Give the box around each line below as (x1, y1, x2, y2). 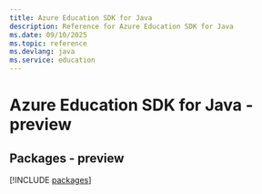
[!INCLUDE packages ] (9, 175, 92, 185)
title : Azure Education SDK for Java (9, 13, 153, 23)
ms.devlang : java (9, 47, 76, 56)
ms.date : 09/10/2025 (9, 30, 88, 39)
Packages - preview (9, 150, 125, 166)
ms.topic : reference (9, 38, 88, 48)
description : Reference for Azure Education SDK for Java (9, 22, 234, 31)
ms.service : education (9, 56, 96, 65)
